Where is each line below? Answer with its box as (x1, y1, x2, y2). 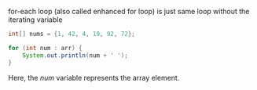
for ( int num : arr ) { (8, 44, 83, 52)
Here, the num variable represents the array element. (8, 73, 180, 82)
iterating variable (8, 15, 63, 24)
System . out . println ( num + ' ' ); (22, 51, 128, 59)
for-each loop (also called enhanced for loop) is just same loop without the (8, 7, 250, 16)
